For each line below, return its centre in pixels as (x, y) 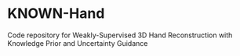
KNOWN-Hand (56, 14)
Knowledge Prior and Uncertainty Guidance (78, 43)
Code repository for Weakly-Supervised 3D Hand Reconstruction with (120, 35)
